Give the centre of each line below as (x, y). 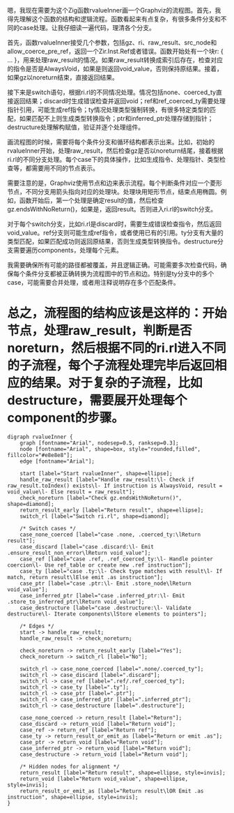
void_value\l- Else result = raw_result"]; (71, 492)
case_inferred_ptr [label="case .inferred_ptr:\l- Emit (103, 595)
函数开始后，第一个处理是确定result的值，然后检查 (92, 200)
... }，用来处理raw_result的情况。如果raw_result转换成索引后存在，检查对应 (115, 60)
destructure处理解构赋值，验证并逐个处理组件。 (76, 127)
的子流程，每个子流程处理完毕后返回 (111, 366)
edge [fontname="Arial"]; (57, 461)
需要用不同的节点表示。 (65, 168)
